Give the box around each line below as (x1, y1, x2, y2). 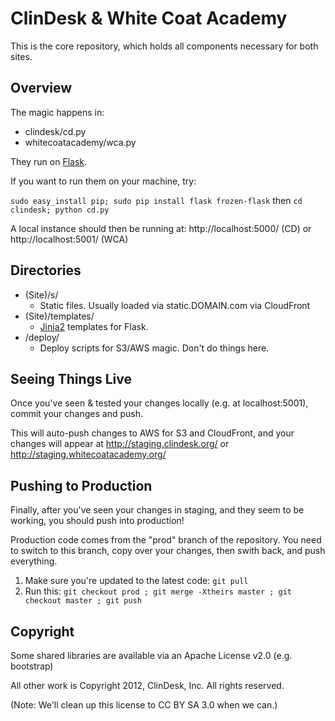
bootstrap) (10, 660, 54, 672)
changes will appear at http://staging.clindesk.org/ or (10, 438, 230, 450)
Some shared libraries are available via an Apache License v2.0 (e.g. (10, 650, 293, 661)
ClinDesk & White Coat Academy (10, 7, 288, 30)
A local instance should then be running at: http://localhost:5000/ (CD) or (10, 222, 312, 234)
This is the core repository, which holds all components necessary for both (10, 40, 319, 52)
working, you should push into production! (10, 515, 185, 527)
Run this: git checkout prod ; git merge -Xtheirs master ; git (24, 585, 293, 597)
